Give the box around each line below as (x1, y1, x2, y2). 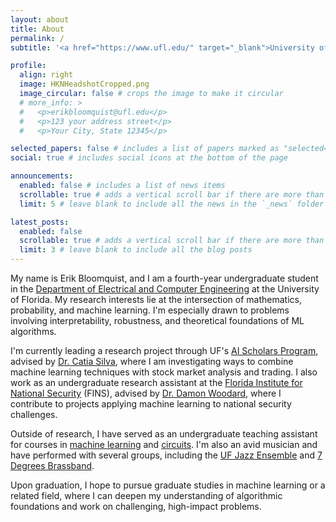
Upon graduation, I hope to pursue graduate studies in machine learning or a (10, 479, 326, 491)
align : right (19, 70, 74, 80)
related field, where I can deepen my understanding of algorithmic (10, 490, 283, 501)
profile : (10, 61, 47, 71)
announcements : (10, 171, 74, 181)
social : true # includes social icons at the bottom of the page (10, 153, 288, 163)
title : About (10, 24, 65, 34)
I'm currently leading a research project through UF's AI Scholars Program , (10, 345, 319, 356)
